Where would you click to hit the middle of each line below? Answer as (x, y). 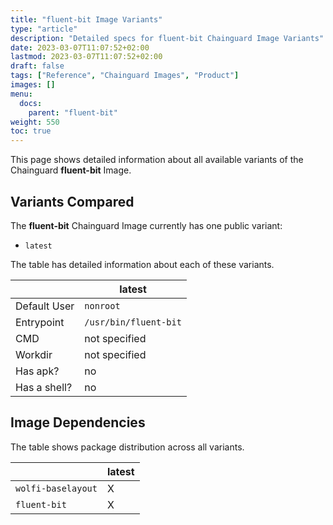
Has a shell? (44, 387)
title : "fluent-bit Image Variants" (86, 19)
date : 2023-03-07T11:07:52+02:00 (80, 47)
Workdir (34, 354)
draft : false (37, 66)
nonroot (102, 305)
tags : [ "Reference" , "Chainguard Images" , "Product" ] (125, 76)
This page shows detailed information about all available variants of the (157, 160)
